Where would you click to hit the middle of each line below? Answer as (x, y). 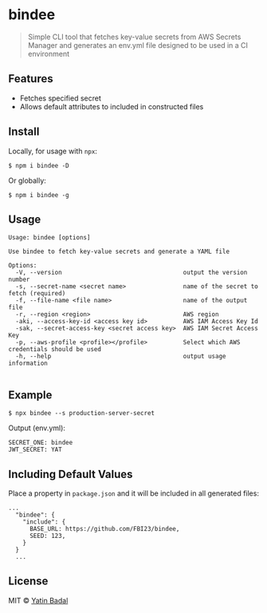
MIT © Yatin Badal (38, 600)
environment (49, 53)
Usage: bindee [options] (49, 238)
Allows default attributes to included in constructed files (112, 106)
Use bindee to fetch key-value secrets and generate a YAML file (119, 252)
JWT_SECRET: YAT (35, 450)
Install (24, 132)
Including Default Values (71, 474)
